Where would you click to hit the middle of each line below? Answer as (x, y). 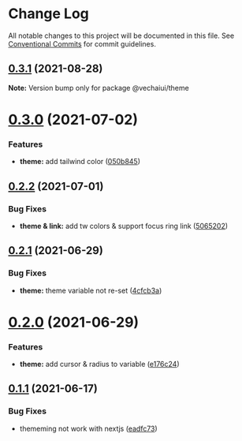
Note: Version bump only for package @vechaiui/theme (99, 88)
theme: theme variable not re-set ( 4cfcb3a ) (91, 290)
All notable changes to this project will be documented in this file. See (121, 36)
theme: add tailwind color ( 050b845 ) (80, 162)
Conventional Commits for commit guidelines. (82, 43)
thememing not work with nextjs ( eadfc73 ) (88, 428)
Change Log (48, 14)
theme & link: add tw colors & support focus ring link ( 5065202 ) (124, 226)
